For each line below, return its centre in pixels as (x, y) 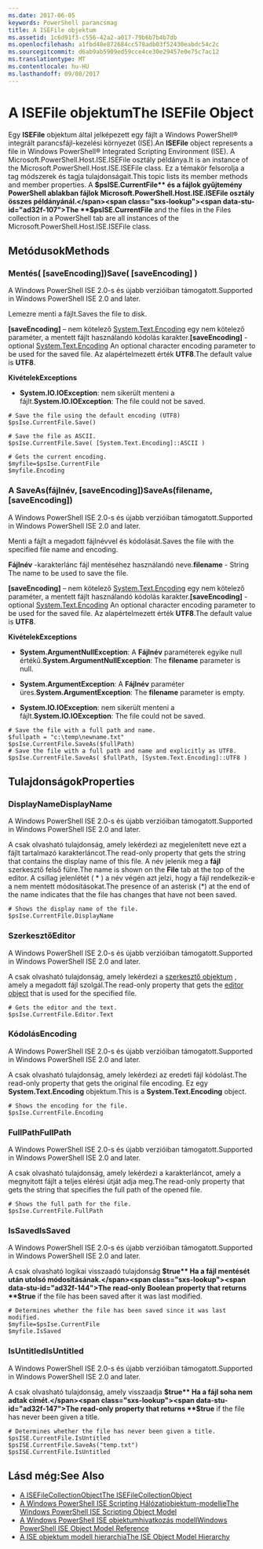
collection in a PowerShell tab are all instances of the (93, 218)
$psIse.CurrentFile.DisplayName (61, 916)
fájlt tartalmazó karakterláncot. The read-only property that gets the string (127, 853)
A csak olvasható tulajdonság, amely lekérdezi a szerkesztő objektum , (122, 976)
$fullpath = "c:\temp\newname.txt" (66, 737)
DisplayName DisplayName (60, 804)
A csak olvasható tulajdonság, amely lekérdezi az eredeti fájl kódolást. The (128, 1075)
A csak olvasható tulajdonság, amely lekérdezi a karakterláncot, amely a (125, 1173)
